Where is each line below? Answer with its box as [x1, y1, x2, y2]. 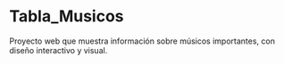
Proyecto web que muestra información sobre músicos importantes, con [9, 36, 275, 46]
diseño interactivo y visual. [9, 44, 108, 55]
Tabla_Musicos [9, 6, 124, 27]
